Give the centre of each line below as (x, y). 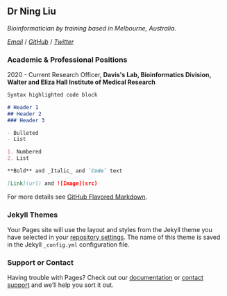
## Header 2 (24, 114)
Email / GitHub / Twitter (41, 42)
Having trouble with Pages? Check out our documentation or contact (105, 278)
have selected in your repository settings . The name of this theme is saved (114, 237)
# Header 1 (23, 107)
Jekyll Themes (33, 215)
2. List (18, 158)
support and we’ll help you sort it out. (60, 285)
